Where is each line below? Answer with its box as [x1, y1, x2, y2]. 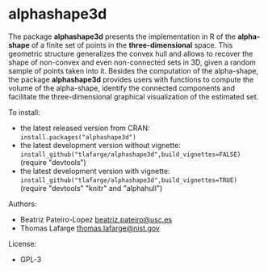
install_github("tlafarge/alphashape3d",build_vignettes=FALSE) [19, 150, 241, 159]
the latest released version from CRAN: [19, 123, 151, 133]
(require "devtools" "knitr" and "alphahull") [19, 183, 163, 193]
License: [8, 239, 37, 248]
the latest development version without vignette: [19, 140, 182, 150]
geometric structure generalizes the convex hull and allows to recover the [8, 49, 253, 58]
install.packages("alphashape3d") [19, 133, 136, 142]
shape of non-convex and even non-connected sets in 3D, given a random [8, 57, 257, 67]
